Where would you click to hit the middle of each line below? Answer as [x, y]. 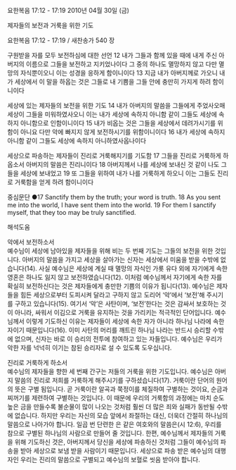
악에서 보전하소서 [31, 242]
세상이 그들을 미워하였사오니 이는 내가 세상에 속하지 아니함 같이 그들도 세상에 [112, 114]
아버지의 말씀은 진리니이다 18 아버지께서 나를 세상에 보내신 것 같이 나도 [123, 165]
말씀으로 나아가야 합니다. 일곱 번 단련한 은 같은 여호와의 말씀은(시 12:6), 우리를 [114, 424]
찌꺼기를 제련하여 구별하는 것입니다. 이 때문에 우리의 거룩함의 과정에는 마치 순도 [116, 398]
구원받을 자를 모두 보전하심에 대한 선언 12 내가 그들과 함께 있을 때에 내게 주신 [112, 55]
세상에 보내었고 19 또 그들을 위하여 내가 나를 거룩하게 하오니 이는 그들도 [118, 173]
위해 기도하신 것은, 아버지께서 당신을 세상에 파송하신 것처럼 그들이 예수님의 [117, 442]
